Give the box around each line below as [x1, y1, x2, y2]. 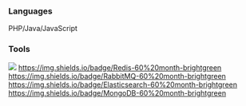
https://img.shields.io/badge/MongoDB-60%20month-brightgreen [8, 88, 226, 97]
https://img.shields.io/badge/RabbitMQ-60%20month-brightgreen [8, 71, 226, 80]
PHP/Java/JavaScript [8, 24, 78, 33]
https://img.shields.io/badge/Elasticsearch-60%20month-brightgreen [8, 80, 238, 89]
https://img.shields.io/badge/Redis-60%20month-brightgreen [18, 62, 222, 73]
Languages [8, 6, 54, 17]
